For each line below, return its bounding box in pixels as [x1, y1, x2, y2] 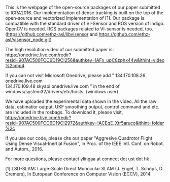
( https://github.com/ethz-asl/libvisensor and [5, 31, 98, 37]
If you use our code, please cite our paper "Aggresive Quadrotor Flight [5, 135, 153, 141]
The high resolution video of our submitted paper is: [5, 47, 114, 52]
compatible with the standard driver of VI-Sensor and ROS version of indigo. [5, 20, 165, 26]
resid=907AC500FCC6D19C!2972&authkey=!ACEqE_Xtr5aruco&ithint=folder [5, 120, 164, 126]
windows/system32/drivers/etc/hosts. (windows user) [5, 89, 118, 94]
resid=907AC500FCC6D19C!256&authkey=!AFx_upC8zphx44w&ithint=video [5, 57, 165, 63]
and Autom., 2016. [5, 146, 43, 152]
